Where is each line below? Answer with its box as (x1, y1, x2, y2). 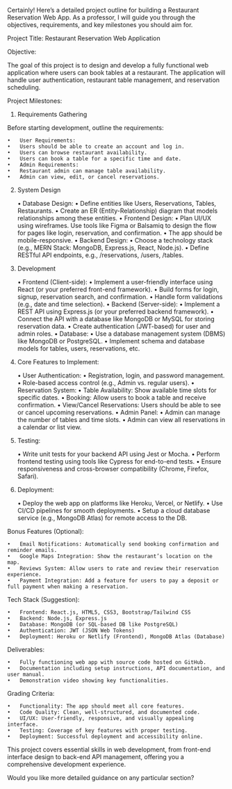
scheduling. (7, 83, 41, 91)
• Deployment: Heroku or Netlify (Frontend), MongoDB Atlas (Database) (7, 633, 226, 640)
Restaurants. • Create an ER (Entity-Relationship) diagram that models (17, 206, 218, 215)
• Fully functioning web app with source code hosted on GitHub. (7, 659, 207, 666)
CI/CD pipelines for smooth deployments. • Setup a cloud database (17, 507, 210, 514)
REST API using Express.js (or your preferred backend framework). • (17, 307, 214, 316)
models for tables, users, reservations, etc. (17, 344, 140, 352)
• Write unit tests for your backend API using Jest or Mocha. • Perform (17, 450, 220, 458)
